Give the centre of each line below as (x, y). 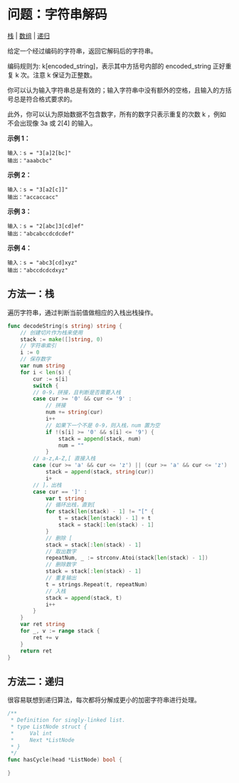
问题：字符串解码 (58, 15)
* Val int (31, 733)
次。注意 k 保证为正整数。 (58, 75)
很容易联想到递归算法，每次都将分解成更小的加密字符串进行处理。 (104, 700)
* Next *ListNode (42, 740)
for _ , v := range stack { (60, 631)
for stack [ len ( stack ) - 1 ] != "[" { (100, 512)
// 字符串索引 (38, 346)
